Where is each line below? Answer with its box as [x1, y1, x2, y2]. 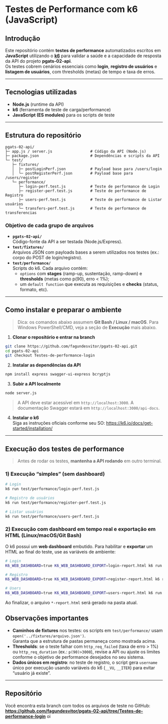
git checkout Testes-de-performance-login [5, 353, 95, 358]
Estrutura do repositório [5, 131, 81, 140]
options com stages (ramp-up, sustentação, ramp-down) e [19, 270, 142, 276]
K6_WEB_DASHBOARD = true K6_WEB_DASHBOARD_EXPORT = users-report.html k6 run [5, 591, 162, 596]
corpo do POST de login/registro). [12, 254, 82, 260]
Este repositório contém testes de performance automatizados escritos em [5, 48, 161, 53]
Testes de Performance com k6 [5, 4, 138, 15]
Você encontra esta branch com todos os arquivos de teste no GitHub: [5, 702, 150, 708]
